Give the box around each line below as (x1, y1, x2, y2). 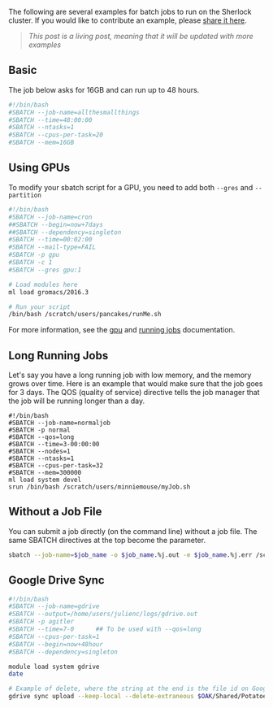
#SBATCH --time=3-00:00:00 (8, 441, 100, 449)
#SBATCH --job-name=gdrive (8, 602, 100, 610)
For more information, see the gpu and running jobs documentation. (8, 325, 236, 335)
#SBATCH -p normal (8, 426, 71, 434)
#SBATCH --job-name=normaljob (8, 419, 111, 428)
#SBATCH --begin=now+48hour (8, 640, 104, 649)
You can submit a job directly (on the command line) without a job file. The (8, 526, 258, 536)
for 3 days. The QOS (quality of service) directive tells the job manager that (8, 388, 260, 397)
